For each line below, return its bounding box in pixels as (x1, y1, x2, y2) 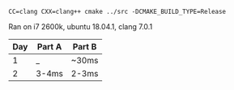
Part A (36, 41, 62, 52)
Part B (72, 41, 97, 52)
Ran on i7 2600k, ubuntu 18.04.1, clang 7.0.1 (8, 22, 153, 32)
